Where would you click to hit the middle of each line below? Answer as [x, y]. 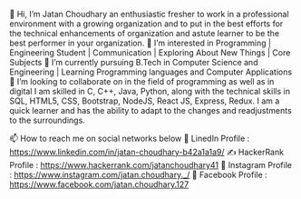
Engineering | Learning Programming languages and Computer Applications [151, 72]
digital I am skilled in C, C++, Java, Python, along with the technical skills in [150, 91]
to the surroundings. [48, 120]
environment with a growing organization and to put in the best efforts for [146, 24]
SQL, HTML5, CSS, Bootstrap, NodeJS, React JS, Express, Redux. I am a [145, 101]
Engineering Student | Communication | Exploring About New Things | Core [150, 53]
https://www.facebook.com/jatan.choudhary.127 [99, 184]
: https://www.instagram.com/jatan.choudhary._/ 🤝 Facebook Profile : [138, 174]
